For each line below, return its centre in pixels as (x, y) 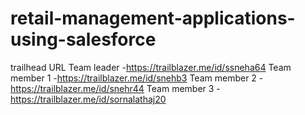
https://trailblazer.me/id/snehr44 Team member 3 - (115, 88)
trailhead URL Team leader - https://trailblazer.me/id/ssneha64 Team (151, 67)
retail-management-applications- (153, 18)
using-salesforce (83, 39)
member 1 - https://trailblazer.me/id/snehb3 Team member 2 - (137, 78)
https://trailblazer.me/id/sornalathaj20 (88, 99)
